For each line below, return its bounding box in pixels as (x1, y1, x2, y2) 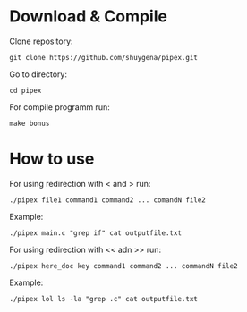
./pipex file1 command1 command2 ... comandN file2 (9, 195, 206, 205)
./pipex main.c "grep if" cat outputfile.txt (9, 228, 182, 238)
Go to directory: (9, 69, 67, 80)
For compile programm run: (9, 101, 110, 113)
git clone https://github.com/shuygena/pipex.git (9, 53, 199, 62)
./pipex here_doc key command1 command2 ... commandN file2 (9, 261, 239, 270)
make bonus (9, 119, 50, 128)
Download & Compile (9, 6, 168, 27)
